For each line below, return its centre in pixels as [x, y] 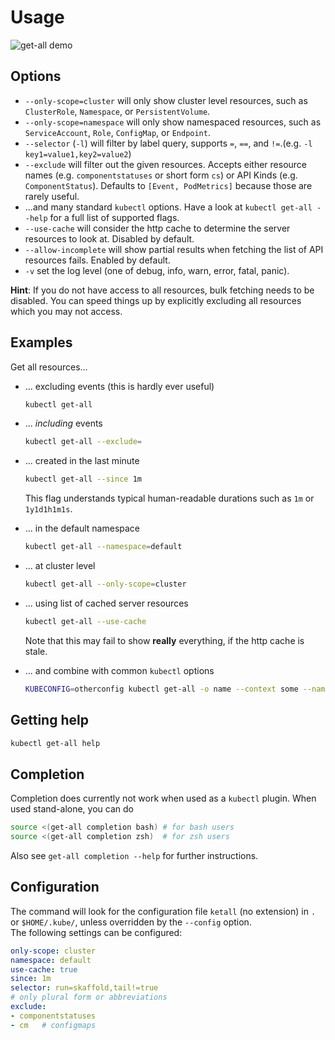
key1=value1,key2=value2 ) [78, 153]
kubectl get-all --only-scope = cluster [105, 584]
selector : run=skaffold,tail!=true [84, 988]
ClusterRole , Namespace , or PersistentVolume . [117, 111]
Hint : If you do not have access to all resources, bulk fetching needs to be [162, 290]
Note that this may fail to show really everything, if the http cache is [164, 640]
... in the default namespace [82, 528]
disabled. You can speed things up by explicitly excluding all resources [156, 300]
